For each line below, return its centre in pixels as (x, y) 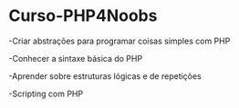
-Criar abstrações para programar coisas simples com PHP (119, 41)
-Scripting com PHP (46, 93)
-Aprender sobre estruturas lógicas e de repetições (105, 76)
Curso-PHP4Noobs (83, 16)
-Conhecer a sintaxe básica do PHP (76, 58)
